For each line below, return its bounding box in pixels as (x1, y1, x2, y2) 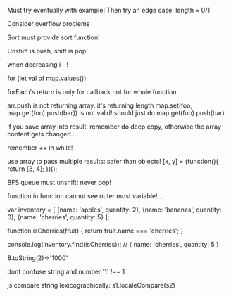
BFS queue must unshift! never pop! (7, 179, 111, 186)
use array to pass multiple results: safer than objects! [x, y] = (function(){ (7, 157, 219, 165)
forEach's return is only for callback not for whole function (7, 88, 177, 96)
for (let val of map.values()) (7, 74, 87, 82)
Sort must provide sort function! (7, 33, 100, 41)
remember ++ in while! (7, 143, 73, 152)
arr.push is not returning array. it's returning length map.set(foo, (7, 101, 192, 110)
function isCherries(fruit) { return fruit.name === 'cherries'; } (7, 226, 184, 235)
